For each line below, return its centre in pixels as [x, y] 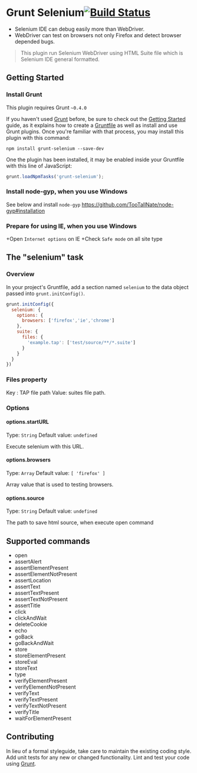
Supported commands [48, 541]
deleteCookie [31, 624]
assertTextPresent [37, 592]
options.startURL [27, 422]
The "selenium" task [45, 258]
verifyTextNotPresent [40, 706]
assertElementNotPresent [46, 574]
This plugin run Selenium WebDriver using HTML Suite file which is [102, 53]
